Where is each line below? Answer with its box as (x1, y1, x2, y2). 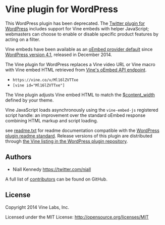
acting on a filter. (5, 36, 40, 42)
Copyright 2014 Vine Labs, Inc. (5, 204, 70, 210)
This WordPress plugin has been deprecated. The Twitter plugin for (5, 20, 145, 26)
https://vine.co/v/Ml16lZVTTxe (12, 77, 79, 82)
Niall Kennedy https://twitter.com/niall (12, 166, 91, 172)
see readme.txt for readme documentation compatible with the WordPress (5, 127, 160, 133)
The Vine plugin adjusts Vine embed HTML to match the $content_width (5, 92, 155, 98)
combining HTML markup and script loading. (5, 117, 98, 123)
